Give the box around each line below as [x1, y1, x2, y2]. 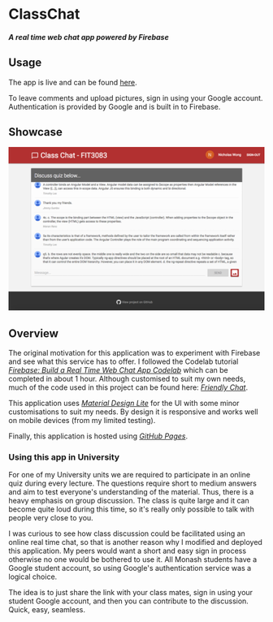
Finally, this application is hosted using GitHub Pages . [8, 431, 188, 441]
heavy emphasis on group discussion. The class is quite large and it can [8, 496, 249, 506]
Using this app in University [8, 451, 120, 463]
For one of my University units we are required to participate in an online [8, 470, 251, 480]
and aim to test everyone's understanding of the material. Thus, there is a [8, 487, 254, 497]
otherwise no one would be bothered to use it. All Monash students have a [8, 555, 258, 564]
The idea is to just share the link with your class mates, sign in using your [8, 588, 253, 598]
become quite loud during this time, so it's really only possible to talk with [8, 504, 254, 514]
